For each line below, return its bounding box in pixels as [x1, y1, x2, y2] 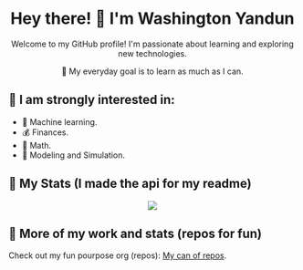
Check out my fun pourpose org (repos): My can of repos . [8, 250, 227, 261]
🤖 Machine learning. [21, 116, 98, 127]
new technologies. [117, 47, 188, 58]
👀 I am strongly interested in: [8, 92, 175, 108]
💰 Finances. [21, 127, 69, 138]
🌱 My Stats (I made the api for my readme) [8, 176, 252, 192]
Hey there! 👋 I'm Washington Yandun [10, 8, 295, 29]
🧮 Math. [21, 140, 52, 151]
